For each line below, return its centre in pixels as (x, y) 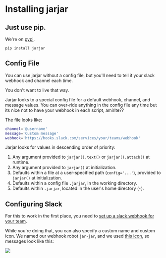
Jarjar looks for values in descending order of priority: (60, 147)
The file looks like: (24, 120)
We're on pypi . (20, 39)
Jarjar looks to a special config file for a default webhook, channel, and (78, 99)
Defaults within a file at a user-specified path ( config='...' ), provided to (86, 173)
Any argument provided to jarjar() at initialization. (64, 168)
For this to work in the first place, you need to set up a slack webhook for (80, 216)
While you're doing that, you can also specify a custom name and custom (80, 231)
